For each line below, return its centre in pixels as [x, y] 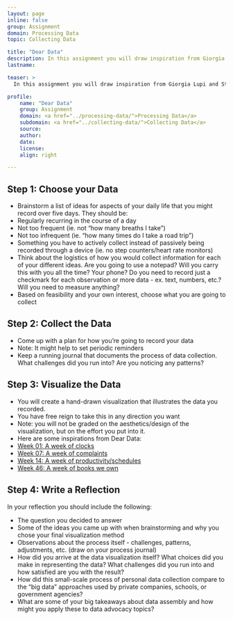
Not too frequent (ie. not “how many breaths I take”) [92, 228]
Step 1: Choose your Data [63, 189]
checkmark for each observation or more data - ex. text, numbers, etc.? [119, 280]
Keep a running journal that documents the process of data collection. [117, 355]
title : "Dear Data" [35, 52]
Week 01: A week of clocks [56, 445]
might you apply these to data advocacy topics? [86, 609]
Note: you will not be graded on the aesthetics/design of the [103, 423]
